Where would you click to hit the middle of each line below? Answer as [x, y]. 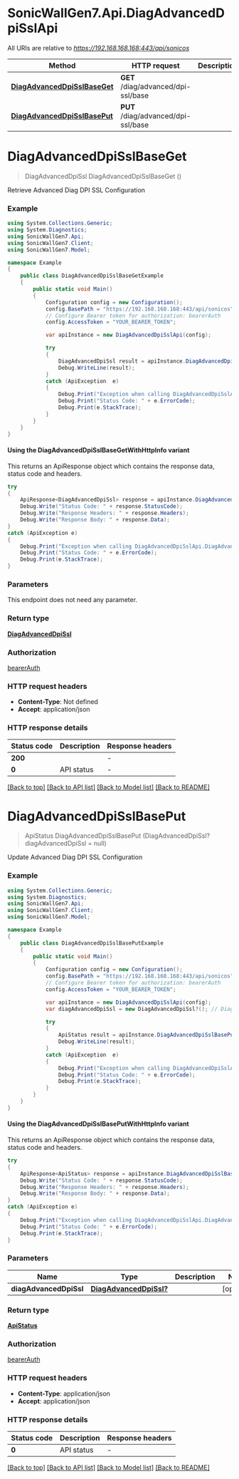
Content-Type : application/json [64, 1394]
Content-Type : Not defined [58, 702]
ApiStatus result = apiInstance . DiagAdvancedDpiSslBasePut [147, 1035]
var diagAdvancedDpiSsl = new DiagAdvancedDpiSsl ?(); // [132, 1009]
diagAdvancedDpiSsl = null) [65, 844]
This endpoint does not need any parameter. [72, 600]
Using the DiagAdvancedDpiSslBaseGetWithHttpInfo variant [99, 450]
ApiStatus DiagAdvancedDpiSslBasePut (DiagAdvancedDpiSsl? [117, 836]
